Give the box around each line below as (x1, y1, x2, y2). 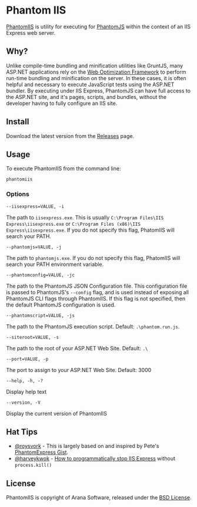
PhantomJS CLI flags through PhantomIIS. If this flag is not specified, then (6, 295, 186, 302)
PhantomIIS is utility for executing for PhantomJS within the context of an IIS (6, 23, 191, 30)
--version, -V (6, 399, 41, 406)
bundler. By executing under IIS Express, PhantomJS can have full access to (6, 87, 191, 94)
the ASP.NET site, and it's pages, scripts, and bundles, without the (6, 93, 166, 100)
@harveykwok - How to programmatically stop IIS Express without (14, 455, 175, 462)
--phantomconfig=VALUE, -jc (6, 272, 75, 278)
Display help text (6, 388, 47, 395)
